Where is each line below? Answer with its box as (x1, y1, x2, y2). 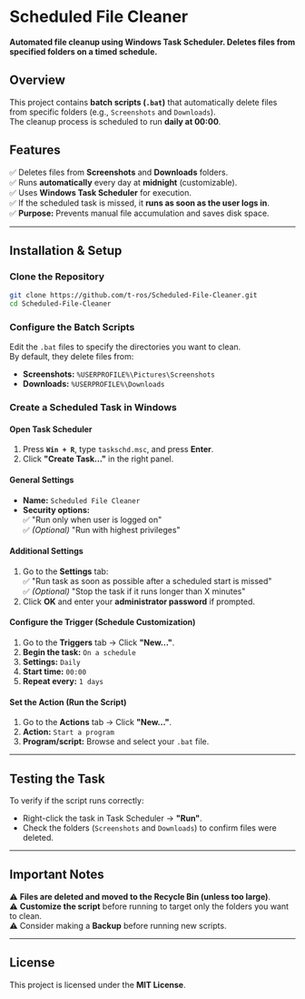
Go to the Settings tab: (22, 566, 109, 577)
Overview (9, 73, 66, 88)
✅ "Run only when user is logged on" (22, 514, 162, 525)
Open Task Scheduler (9, 423, 93, 434)
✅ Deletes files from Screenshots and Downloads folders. (9, 166, 229, 177)
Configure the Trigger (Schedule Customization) (9, 617, 196, 628)
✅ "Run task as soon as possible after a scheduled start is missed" (22, 575, 272, 586)
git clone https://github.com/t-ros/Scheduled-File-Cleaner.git (9, 291, 258, 300)
